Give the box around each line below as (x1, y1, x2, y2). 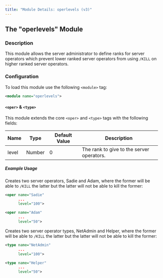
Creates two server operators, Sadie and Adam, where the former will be (5, 178, 150, 184)
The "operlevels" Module (5, 25, 83, 34)
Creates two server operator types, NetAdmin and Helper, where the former (5, 228, 157, 234)
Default (54, 132, 72, 139)
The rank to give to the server (81, 146, 149, 153)
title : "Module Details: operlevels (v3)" (5, 7, 92, 12)
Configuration (5, 73, 39, 80)
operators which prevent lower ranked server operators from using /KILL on (5, 56, 157, 62)
